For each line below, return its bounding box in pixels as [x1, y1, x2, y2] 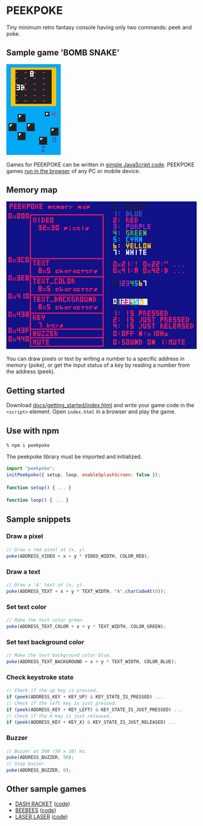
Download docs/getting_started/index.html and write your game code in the [6, 402, 195, 409]
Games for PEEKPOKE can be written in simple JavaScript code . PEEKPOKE [6, 161, 195, 168]
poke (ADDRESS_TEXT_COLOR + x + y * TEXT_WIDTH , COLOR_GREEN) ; [6, 623, 166, 629]
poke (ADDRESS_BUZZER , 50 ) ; [6, 755, 74, 761]
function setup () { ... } [6, 485, 71, 491]
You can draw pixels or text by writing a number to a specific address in [6, 355, 185, 362]
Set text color [6, 603, 47, 611]
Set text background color [6, 638, 85, 646]
